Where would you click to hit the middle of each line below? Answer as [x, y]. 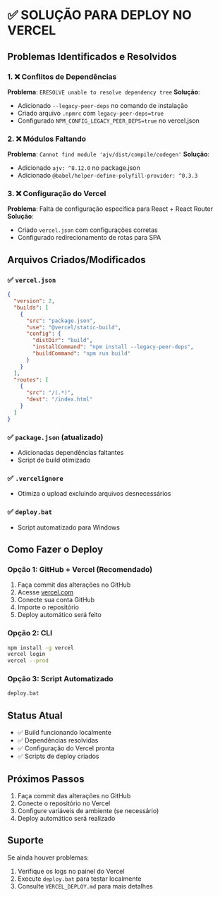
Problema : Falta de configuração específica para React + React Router [110, 209]
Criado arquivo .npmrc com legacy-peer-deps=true [91, 113]
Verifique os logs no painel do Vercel [71, 871]
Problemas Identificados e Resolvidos [92, 56]
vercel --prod [28, 661]
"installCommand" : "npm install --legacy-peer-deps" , [113, 347]
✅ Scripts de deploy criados [59, 756]
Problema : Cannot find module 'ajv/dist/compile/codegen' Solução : [109, 154]
